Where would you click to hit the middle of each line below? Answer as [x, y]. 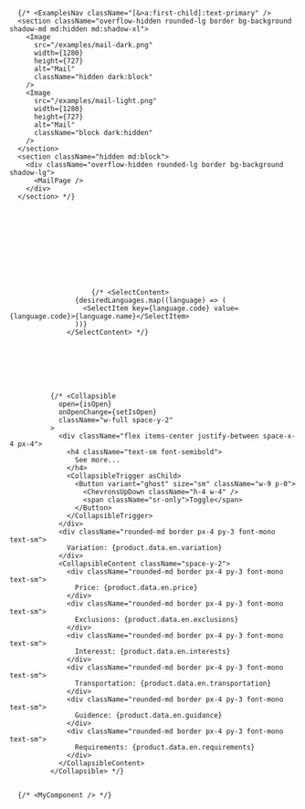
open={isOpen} [85, 404]
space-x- [279, 436]
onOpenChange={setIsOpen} [107, 412]
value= [226, 308]
